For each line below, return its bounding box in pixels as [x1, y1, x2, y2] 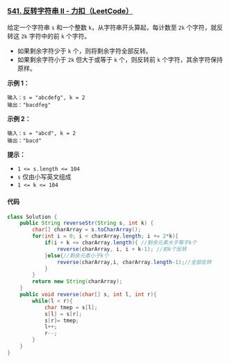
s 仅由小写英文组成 [17, 173, 72, 181]
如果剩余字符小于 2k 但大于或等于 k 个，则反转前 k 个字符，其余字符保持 [17, 56, 224, 64]
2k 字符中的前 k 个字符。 [20, 32, 91, 40]
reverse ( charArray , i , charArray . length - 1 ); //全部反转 [56, 258, 212, 265]
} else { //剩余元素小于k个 [44, 252, 109, 259]
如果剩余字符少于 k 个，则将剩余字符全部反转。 [17, 47, 152, 55]
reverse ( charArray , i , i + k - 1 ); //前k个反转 [56, 245, 187, 252]
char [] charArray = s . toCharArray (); [32, 226, 141, 233]
